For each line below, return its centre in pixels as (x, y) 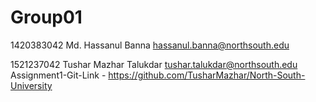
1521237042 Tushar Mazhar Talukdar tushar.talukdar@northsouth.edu (154, 64)
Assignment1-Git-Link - (58, 75)
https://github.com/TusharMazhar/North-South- (207, 75)
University (31, 85)
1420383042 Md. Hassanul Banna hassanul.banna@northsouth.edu (150, 45)
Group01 (46, 17)
